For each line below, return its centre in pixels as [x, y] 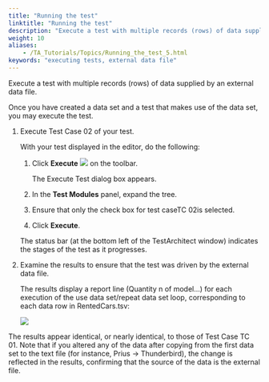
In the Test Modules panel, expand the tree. [104, 194]
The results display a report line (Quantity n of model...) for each [126, 288]
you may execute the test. [51, 115]
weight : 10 [26, 38]
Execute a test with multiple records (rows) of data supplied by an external [131, 83]
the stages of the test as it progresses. [83, 249]
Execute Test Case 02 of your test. [77, 131]
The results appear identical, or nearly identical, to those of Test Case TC [129, 336]
